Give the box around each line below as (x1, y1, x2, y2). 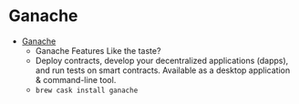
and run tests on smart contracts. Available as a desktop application (35, 65, 291, 76)
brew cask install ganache (35, 86, 139, 95)
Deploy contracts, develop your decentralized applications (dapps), (35, 55, 289, 66)
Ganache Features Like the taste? (35, 45, 161, 56)
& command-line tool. (35, 74, 117, 85)
